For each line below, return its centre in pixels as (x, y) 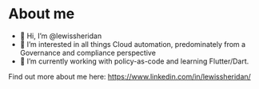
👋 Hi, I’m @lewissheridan (61, 36)
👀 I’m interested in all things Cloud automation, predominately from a (133, 44)
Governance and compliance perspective (88, 52)
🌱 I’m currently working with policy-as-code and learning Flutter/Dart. (134, 61)
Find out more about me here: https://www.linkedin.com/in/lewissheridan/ (130, 76)
